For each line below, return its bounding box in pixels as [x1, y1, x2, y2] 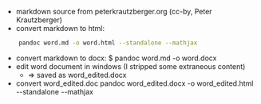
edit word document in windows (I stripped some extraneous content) [15, 61, 246, 71]
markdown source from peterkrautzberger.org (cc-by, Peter [15, 7, 213, 16]
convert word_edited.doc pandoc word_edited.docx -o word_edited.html [15, 79, 254, 88]
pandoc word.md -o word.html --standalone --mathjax [18, 39, 198, 47]
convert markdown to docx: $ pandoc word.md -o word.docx [15, 53, 217, 63]
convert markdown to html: [15, 24, 105, 33]
